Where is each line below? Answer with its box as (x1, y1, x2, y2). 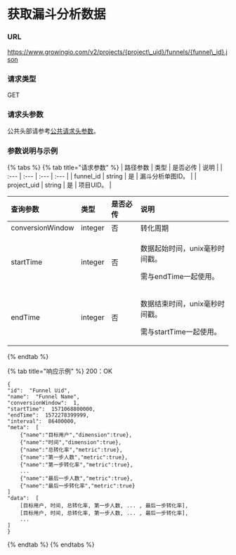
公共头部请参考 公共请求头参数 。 (7, 127, 100, 136)
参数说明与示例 (7, 146, 58, 155)
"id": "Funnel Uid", (7, 387, 71, 394)
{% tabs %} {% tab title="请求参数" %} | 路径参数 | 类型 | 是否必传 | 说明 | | (7, 163, 223, 172)
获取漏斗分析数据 (7, 6, 107, 22)
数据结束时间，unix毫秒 (140, 299, 218, 309)
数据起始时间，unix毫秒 (140, 244, 218, 254)
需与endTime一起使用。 (140, 272, 219, 282)
